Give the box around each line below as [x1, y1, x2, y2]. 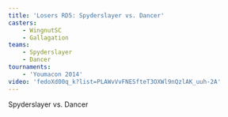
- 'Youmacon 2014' [22, 70, 83, 78]
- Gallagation [22, 33, 69, 42]
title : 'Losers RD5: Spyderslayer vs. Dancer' [8, 11, 165, 20]
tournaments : [8, 63, 51, 71]
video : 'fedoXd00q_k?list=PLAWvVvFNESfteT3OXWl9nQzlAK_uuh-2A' [8, 77, 222, 85]
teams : [8, 41, 30, 49]
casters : [8, 19, 37, 27]
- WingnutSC [22, 26, 62, 34]
